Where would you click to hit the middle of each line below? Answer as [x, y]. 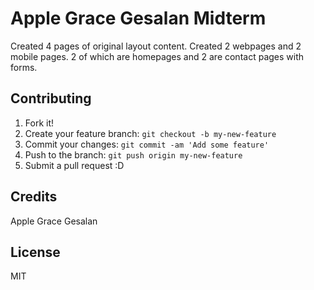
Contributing [51, 98]
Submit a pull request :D [74, 165]
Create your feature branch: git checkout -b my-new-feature [150, 133]
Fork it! [39, 123]
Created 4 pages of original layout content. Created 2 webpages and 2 [156, 46]
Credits [34, 197]
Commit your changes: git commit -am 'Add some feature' [147, 144]
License [35, 252]
